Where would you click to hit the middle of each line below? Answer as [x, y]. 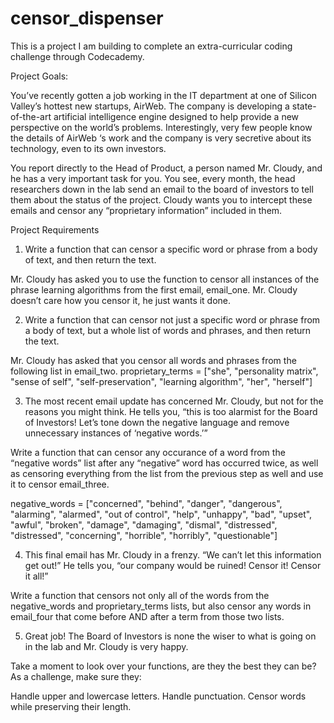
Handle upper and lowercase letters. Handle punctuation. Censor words [158, 696]
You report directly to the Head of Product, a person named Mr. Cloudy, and [166, 168]
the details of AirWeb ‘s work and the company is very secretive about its [161, 138]
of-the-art [31, 116]
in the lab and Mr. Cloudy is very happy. [106, 646]
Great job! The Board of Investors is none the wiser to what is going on [170, 636]
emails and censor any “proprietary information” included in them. [146, 210]
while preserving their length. [71, 706]
